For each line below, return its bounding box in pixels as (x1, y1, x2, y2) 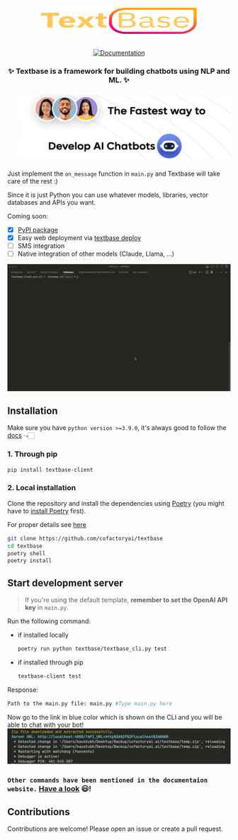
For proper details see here (7, 520, 86, 528)
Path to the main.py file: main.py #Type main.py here (7, 700, 173, 707)
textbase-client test (17, 673, 81, 680)
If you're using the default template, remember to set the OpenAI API (24, 596, 228, 604)
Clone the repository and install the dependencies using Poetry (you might (7, 499, 225, 507)
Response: (7, 685, 39, 694)
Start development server (7, 577, 124, 589)
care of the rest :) (7, 176, 58, 185)
